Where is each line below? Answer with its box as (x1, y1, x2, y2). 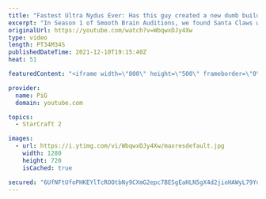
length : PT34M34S (8, 41, 66, 49)
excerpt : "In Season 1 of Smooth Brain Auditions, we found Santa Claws (8, 19, 253, 27)
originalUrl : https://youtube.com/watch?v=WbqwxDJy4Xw (8, 26, 193, 34)
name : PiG (15, 92, 47, 99)
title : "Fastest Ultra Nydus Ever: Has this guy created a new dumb (8, 11, 239, 20)
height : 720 (22, 156, 62, 164)
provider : (8, 84, 41, 92)
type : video (8, 33, 47, 42)
